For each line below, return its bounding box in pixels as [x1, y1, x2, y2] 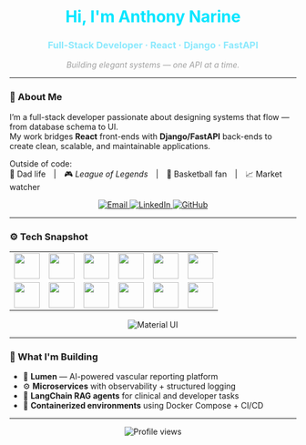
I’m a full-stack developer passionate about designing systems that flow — [9, 111, 290, 122]
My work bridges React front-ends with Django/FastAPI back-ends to [9, 130, 273, 142]
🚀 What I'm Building [9, 350, 98, 363]
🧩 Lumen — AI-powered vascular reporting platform [22, 371, 219, 382]
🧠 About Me [9, 91, 63, 104]
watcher [9, 181, 41, 192]
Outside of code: [9, 157, 73, 169]
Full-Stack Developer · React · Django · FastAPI [47, 39, 259, 52]
